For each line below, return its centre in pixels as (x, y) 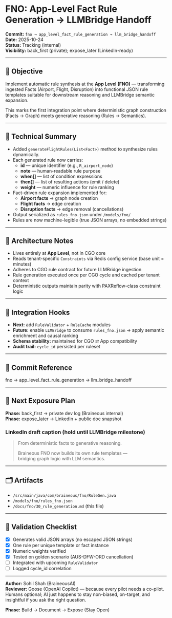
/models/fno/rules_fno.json (42, 501)
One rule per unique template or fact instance (61, 545)
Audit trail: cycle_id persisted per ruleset (57, 347)
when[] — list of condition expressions (61, 176)
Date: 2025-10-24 (24, 40)
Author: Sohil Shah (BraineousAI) (40, 584)
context (21, 280)
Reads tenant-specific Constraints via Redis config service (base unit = (88, 259)
